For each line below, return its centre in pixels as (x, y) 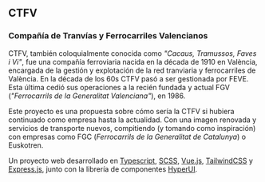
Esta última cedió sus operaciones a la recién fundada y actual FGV (119, 87)
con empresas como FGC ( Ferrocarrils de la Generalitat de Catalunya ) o (127, 136)
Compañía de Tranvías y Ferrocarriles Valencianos (108, 36)
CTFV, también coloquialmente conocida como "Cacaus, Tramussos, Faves (132, 53)
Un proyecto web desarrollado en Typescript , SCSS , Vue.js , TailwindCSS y (131, 160)
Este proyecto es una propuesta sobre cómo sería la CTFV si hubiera (121, 111)
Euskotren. (26, 145)
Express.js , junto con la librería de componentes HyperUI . (103, 169)
